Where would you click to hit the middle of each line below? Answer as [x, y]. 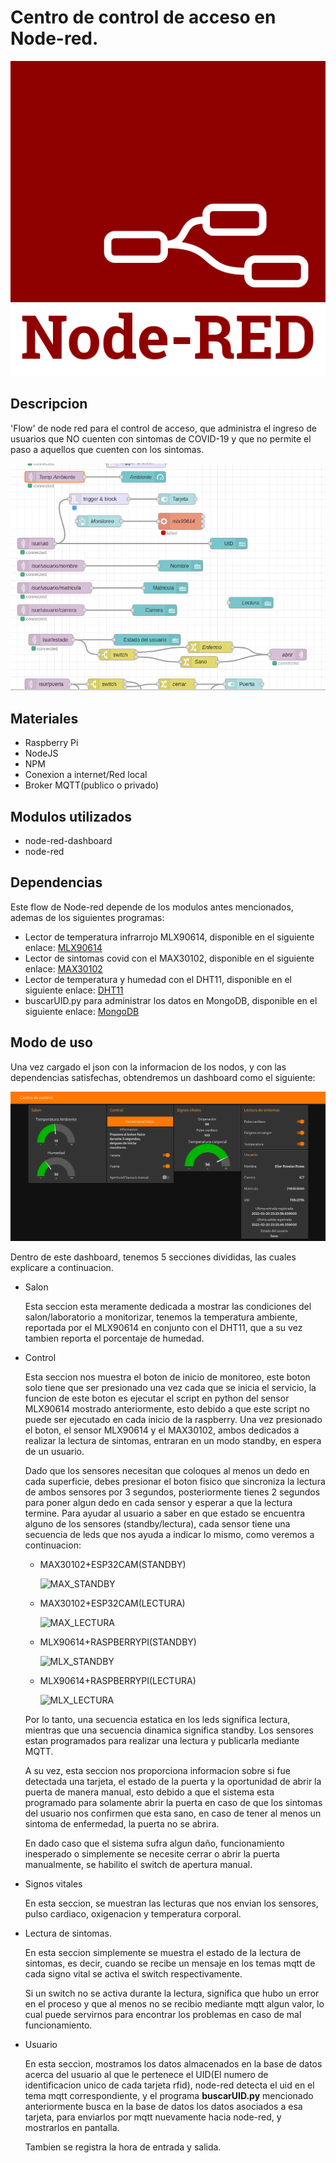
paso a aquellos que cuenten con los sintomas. [107, 449]
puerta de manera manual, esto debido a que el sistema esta [149, 1792]
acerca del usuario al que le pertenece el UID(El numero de [146, 2075]
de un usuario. [54, 1452]
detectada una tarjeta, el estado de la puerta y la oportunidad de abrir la [173, 1782]
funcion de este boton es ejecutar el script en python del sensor [157, 1398]
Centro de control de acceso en [143, 17]
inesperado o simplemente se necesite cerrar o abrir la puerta [152, 1854]
